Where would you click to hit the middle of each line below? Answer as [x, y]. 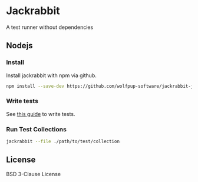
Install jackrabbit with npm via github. [52, 75]
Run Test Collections [36, 129]
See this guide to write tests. [41, 114]
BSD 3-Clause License [33, 174]
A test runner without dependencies [50, 27]
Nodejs [20, 46]
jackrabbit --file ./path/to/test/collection [63, 142]
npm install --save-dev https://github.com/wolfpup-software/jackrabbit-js [101, 86]
